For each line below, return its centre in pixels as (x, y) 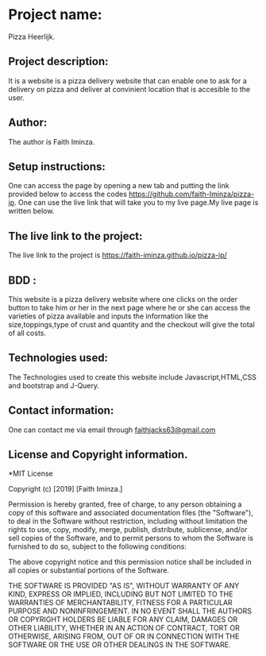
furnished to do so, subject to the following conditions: (97, 546)
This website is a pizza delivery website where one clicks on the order (123, 299)
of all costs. (27, 333)
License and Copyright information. (98, 455)
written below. (31, 211)
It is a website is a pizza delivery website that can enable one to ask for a (128, 80)
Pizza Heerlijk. (32, 37)
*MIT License (31, 473)
